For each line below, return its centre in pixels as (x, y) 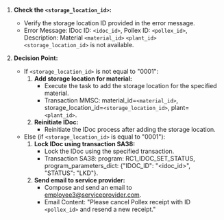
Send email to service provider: (79, 180)
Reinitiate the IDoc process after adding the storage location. (130, 129)
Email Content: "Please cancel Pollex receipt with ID (117, 202)
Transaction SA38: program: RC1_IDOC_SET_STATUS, (120, 159)
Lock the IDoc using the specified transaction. (109, 151)
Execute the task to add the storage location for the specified (130, 86)
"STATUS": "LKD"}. (71, 173)
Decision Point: (36, 58)
